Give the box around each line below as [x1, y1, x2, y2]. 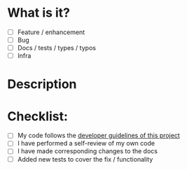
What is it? [7, 5, 71, 21]
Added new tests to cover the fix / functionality [17, 155, 153, 163]
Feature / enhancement [17, 28, 85, 36]
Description [7, 77, 77, 92]
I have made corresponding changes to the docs [17, 147, 158, 155]
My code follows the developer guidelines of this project [17, 131, 180, 140]
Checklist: [7, 108, 69, 124]
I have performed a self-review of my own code [17, 139, 155, 148]
